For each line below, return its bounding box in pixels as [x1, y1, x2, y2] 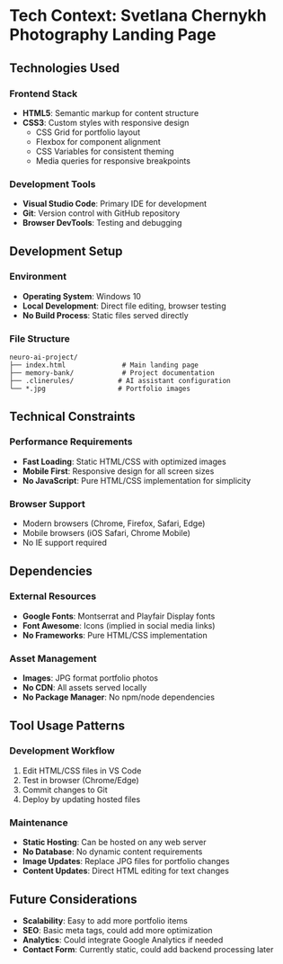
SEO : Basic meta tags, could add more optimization [22, 924, 213, 935]
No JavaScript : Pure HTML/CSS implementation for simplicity [22, 475, 252, 486]
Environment [9, 271, 67, 283]
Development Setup [9, 244, 123, 259]
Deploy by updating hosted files [22, 793, 141, 805]
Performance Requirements [9, 435, 133, 448]
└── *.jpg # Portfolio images [9, 384, 191, 394]
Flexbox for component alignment [35, 136, 161, 147]
